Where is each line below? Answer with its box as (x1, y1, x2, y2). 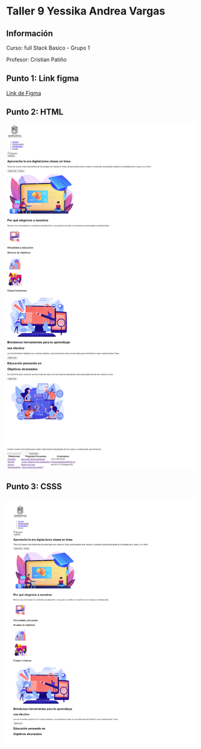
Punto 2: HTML (6, 107, 64, 117)
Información (6, 28, 53, 39)
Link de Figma (6, 89, 42, 97)
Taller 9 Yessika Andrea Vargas (6, 4, 165, 18)
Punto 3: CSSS (6, 482, 62, 492)
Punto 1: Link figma (6, 74, 79, 84)
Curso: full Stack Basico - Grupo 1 (6, 44, 90, 51)
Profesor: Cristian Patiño (6, 56, 67, 63)
